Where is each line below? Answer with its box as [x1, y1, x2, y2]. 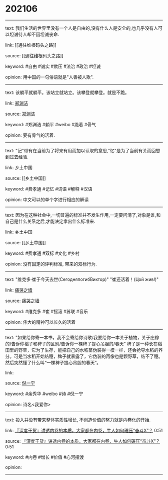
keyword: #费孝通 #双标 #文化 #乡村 [5, 250, 80, 256]
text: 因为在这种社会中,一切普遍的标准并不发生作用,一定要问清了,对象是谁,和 [5, 212, 161, 218]
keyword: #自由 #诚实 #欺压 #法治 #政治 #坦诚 [5, 63, 101, 69]
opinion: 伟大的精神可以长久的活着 [5, 319, 76, 325]
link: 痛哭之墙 [5, 287, 32, 293]
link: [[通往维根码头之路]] [5, 42, 56, 48]
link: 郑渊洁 [5, 100, 28, 106]
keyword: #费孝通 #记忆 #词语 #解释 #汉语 [5, 185, 92, 191]
